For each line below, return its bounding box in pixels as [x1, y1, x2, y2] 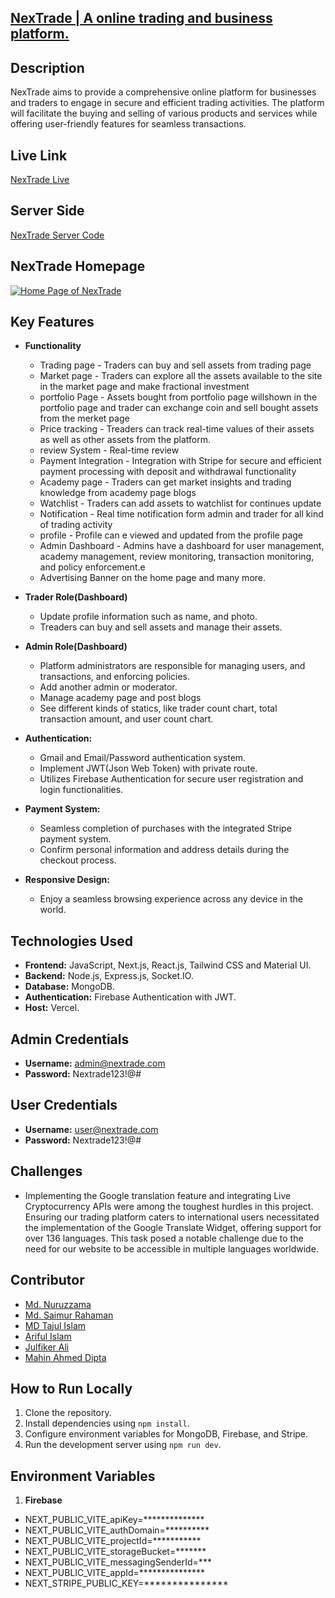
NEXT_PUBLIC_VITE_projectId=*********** [24, 1535, 202, 1547]
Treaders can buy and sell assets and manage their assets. [39, 621, 283, 633]
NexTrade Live [10, 174, 70, 186]
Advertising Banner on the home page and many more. [39, 572, 267, 584]
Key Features [10, 314, 95, 331]
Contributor [10, 1272, 85, 1289]
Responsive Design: [24, 874, 110, 886]
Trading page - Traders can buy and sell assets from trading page [39, 359, 312, 371]
